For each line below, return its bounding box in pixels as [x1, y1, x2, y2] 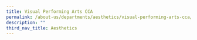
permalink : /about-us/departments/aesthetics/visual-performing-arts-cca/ [6, 14, 193, 20]
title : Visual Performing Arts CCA [6, 8, 93, 15]
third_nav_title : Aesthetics [6, 25, 77, 31]
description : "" [6, 19, 46, 25]
